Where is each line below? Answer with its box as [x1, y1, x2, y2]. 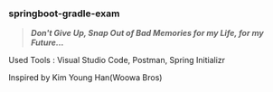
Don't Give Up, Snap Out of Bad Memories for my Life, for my [30, 28, 264, 39]
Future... [30, 37, 64, 48]
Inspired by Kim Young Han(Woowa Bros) [8, 72, 163, 83]
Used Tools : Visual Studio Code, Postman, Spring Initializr [8, 55, 226, 66]
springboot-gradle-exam [8, 7, 120, 20]
